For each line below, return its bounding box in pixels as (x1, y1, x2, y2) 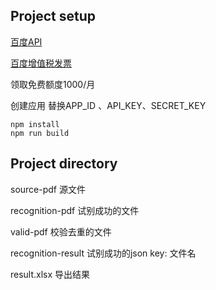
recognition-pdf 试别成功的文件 (10, 204, 140, 216)
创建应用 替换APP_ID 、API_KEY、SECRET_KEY (10, 99, 207, 111)
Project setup (10, 8, 97, 25)
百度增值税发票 (10, 57, 72, 69)
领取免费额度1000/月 (10, 78, 96, 90)
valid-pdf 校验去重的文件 (10, 225, 112, 238)
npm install (10, 119, 60, 129)
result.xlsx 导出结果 (10, 268, 91, 280)
